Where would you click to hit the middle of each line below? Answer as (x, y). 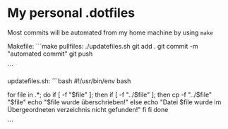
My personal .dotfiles (71, 13)
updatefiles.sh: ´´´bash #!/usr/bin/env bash (69, 81)
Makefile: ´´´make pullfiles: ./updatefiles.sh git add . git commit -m (103, 46)
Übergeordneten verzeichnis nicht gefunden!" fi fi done (88, 109)
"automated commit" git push (50, 54)
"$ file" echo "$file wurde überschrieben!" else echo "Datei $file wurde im (114, 102)
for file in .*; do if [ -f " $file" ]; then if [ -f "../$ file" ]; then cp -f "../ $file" (110, 94)
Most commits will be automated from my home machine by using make (110, 32)
